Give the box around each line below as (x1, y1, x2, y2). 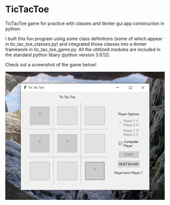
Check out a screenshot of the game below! (5, 61, 97, 67)
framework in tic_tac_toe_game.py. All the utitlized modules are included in (5, 46, 161, 52)
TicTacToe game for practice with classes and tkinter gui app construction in (5, 20, 164, 26)
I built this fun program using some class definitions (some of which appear (5, 36, 163, 42)
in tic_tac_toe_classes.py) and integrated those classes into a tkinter (5, 41, 147, 47)
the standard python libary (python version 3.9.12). (5, 52, 110, 58)
